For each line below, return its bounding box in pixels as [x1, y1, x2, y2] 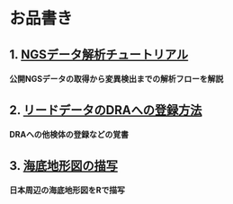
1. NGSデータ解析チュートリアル [9, 47, 189, 62]
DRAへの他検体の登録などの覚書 [9, 129, 129, 140]
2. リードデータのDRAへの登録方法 [9, 102, 202, 118]
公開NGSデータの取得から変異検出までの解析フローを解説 [9, 74, 224, 84]
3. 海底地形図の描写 [9, 158, 119, 173]
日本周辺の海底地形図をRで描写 [9, 185, 126, 196]
